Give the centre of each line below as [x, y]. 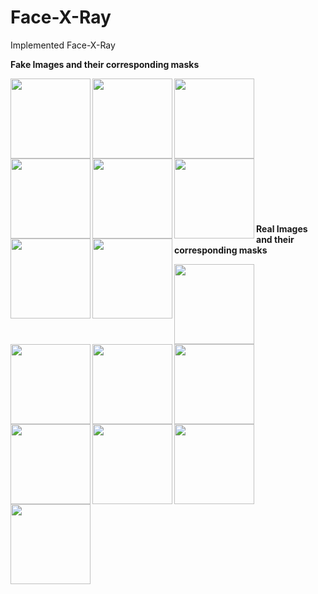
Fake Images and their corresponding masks [105, 64]
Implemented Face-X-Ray [63, 45]
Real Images [282, 228]
